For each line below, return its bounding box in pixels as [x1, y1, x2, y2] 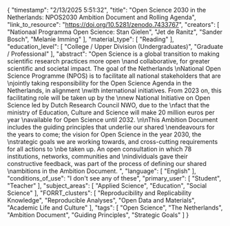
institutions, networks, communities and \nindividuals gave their [7, 152, 188, 161]
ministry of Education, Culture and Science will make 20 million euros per [7, 108, 215, 116]
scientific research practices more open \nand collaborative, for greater [7, 57, 210, 65]
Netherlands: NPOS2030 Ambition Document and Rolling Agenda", [7, 13, 196, 21]
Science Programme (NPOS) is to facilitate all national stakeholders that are [7, 72, 222, 80]
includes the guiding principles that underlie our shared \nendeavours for [7, 123, 215, 131]
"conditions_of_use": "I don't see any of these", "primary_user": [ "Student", [7, 174, 222, 182]
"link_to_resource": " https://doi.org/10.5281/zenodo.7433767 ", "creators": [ [7, 21, 220, 28]
